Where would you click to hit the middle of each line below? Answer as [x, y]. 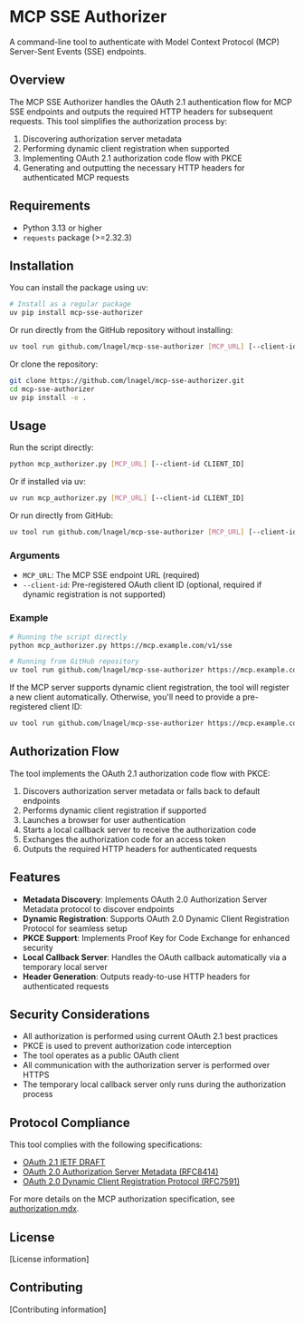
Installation [42, 265]
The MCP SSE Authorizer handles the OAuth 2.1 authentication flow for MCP [151, 102]
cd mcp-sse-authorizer [52, 389]
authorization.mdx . [44, 1209]
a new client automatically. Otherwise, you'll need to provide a [125, 697]
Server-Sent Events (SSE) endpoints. [78, 51]
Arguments [35, 555]
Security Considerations [80, 1015]
